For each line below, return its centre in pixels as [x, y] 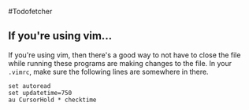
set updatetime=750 [40, 93]
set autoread [30, 86]
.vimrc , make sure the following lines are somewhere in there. [108, 71]
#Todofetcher [30, 11]
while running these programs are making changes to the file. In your [120, 63]
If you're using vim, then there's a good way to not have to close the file [124, 55]
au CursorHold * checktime [52, 100]
